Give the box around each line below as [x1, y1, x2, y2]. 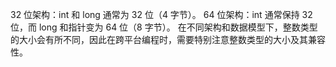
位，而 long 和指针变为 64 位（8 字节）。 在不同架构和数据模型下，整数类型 [10, 21, 318, 33]
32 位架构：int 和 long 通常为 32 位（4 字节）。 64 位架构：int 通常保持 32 [10, 9, 313, 20]
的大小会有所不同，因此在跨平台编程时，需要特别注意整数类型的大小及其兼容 [10, 34, 326, 45]
